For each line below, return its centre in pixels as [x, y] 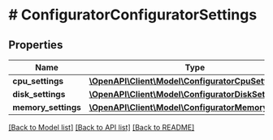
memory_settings [47, 107]
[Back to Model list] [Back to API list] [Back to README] [102, 127]
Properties [36, 45]
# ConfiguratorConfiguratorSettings [133, 15]
